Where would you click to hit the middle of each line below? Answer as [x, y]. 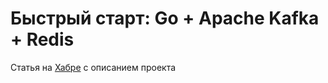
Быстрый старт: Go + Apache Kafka [165, 18]
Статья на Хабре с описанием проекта [93, 67]
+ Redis [42, 39]
